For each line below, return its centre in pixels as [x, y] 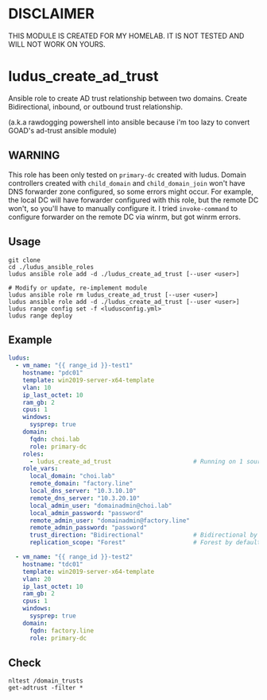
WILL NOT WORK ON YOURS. [57, 44]
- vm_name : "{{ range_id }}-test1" [74, 366]
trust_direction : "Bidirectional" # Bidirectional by [143, 535]
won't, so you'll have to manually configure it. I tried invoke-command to [123, 208]
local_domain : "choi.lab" [72, 476]
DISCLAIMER [52, 14]
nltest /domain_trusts [46, 681]
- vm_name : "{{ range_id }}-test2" [74, 557]
